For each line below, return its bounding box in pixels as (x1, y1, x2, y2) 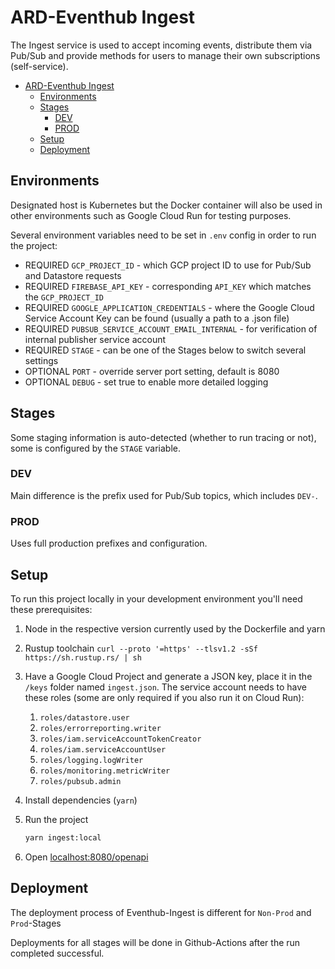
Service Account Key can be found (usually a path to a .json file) (24, 312, 290, 324)
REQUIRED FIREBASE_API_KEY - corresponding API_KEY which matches (24, 280, 312, 292)
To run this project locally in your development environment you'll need (10, 592, 303, 605)
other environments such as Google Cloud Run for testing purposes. (10, 209, 292, 221)
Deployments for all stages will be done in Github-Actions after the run (10, 936, 301, 948)
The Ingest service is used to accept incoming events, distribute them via (10, 39, 313, 51)
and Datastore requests (24, 269, 122, 281)
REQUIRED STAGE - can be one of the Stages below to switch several (24, 344, 307, 356)
